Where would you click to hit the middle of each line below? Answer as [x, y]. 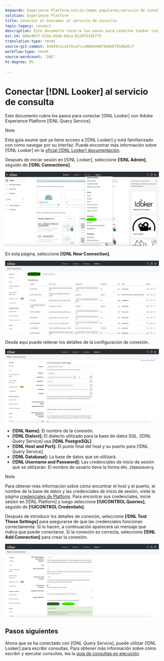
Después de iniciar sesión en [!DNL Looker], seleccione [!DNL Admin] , [76, 160]
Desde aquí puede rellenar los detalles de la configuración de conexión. [77, 342]
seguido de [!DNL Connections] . [38, 165]
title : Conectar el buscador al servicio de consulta [61, 21]
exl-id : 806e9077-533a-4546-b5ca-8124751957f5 [53, 36]
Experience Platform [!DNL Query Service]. [48, 121]
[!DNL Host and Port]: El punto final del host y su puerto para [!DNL [80, 446]
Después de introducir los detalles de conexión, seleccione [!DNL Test [76, 516]
